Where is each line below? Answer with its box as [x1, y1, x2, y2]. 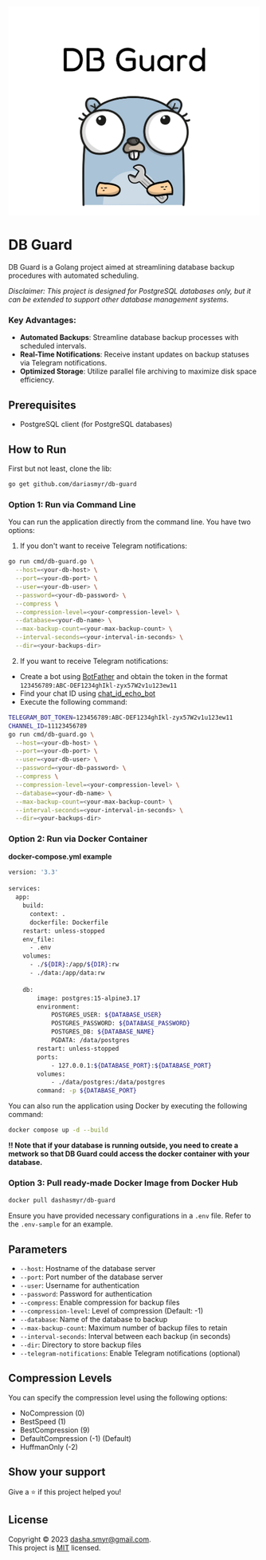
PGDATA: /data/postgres [50, 1037, 130, 1045]
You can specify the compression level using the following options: [8, 1392, 228, 1402]
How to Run [8, 442, 67, 456]
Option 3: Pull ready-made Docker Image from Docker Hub [8, 1178, 239, 1188]
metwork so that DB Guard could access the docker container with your [8, 1149, 250, 1159]
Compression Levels [8, 1372, 112, 1385]
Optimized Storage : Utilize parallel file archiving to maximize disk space [19, 366, 257, 377]
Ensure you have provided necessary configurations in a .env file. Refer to [8, 1211, 252, 1221]
